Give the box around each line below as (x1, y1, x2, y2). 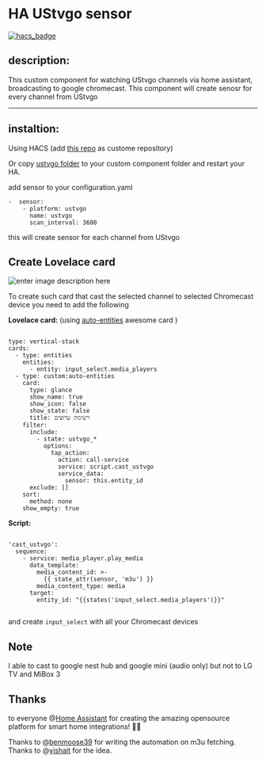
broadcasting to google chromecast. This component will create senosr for (8, 83, 253, 93)
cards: (8, 345, 30, 353)
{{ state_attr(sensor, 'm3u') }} (43, 575, 154, 583)
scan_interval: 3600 (28, 219, 97, 227)
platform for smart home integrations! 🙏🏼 (8, 722, 142, 731)
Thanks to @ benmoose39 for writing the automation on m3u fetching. (8, 738, 236, 746)
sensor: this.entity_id (64, 477, 144, 485)
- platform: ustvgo (22, 204, 87, 212)
